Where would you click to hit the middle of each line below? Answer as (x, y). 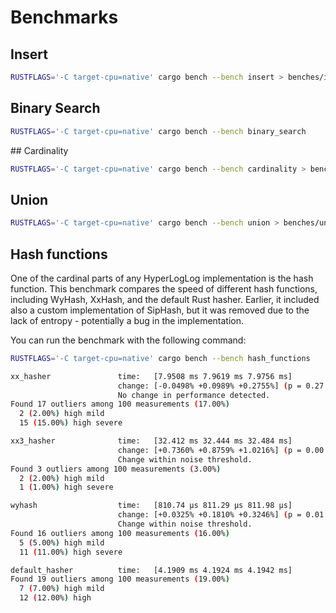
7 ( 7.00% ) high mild (62, 589)
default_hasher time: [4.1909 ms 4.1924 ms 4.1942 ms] (151, 570)
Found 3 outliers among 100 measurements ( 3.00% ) (116, 469)
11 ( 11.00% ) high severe (71, 552)
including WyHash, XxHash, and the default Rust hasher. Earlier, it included (165, 299)
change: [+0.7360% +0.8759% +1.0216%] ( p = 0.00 (221, 450)
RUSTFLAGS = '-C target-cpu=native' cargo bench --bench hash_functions (160, 358)
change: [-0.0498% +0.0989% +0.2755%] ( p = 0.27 (221, 386)
